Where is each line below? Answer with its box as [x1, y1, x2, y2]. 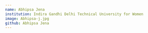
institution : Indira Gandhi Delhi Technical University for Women [5, 12, 144, 16]
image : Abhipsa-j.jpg [5, 16, 49, 21]
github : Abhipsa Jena [5, 20, 49, 26]
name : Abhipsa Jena [5, 7, 45, 12]
